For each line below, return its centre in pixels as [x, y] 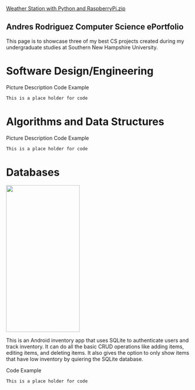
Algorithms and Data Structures [85, 121]
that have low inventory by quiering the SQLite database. [75, 359]
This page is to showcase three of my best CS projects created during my [95, 41]
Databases [33, 172]
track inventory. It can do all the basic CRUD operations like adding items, [95, 347]
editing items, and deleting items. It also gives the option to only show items [98, 353]
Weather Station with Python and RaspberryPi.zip [66, 9]
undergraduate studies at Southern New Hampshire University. [82, 47]
